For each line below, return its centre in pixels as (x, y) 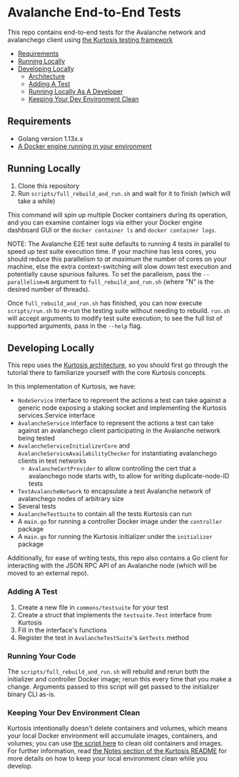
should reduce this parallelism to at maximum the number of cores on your (117, 259)
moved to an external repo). (48, 573)
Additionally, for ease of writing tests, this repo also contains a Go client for (118, 558)
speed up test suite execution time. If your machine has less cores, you (112, 251)
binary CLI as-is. (31, 694)
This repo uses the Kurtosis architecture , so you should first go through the (118, 365)
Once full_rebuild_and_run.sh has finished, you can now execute (105, 303)
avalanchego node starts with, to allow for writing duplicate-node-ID (129, 476)
